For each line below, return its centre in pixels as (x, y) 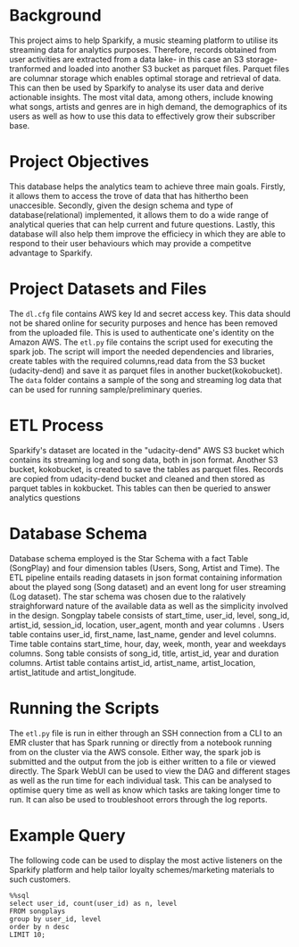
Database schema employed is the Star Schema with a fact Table (129, 558)
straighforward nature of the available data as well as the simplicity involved (149, 606)
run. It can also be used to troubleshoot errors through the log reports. (138, 799)
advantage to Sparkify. (51, 253)
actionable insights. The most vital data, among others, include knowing (141, 97)
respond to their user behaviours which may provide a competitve (130, 243)
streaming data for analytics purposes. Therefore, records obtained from (143, 49)
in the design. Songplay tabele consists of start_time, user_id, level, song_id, (149, 615)
